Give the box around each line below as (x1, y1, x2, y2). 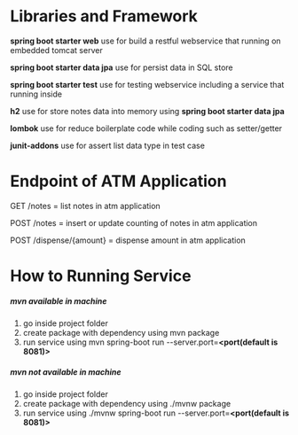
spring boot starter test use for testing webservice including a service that (10, 79, 285, 89)
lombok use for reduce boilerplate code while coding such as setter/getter (10, 122, 283, 134)
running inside (10, 89, 63, 99)
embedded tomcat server (10, 44, 103, 55)
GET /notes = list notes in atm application (10, 200, 161, 211)
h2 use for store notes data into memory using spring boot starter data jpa (10, 105, 285, 116)
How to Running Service (10, 266, 192, 286)
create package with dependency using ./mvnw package (22, 399, 231, 408)
